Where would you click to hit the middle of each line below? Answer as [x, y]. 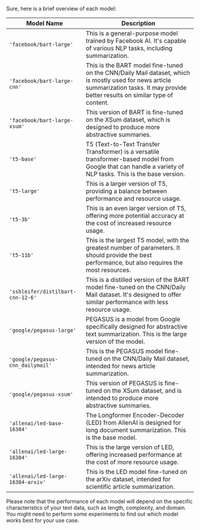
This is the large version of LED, [130, 447]
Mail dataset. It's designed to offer [133, 294]
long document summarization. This [136, 430]
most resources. [108, 270]
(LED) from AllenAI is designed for [133, 423]
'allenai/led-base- [37, 423]
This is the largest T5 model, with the [137, 240]
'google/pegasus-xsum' [41, 395]
